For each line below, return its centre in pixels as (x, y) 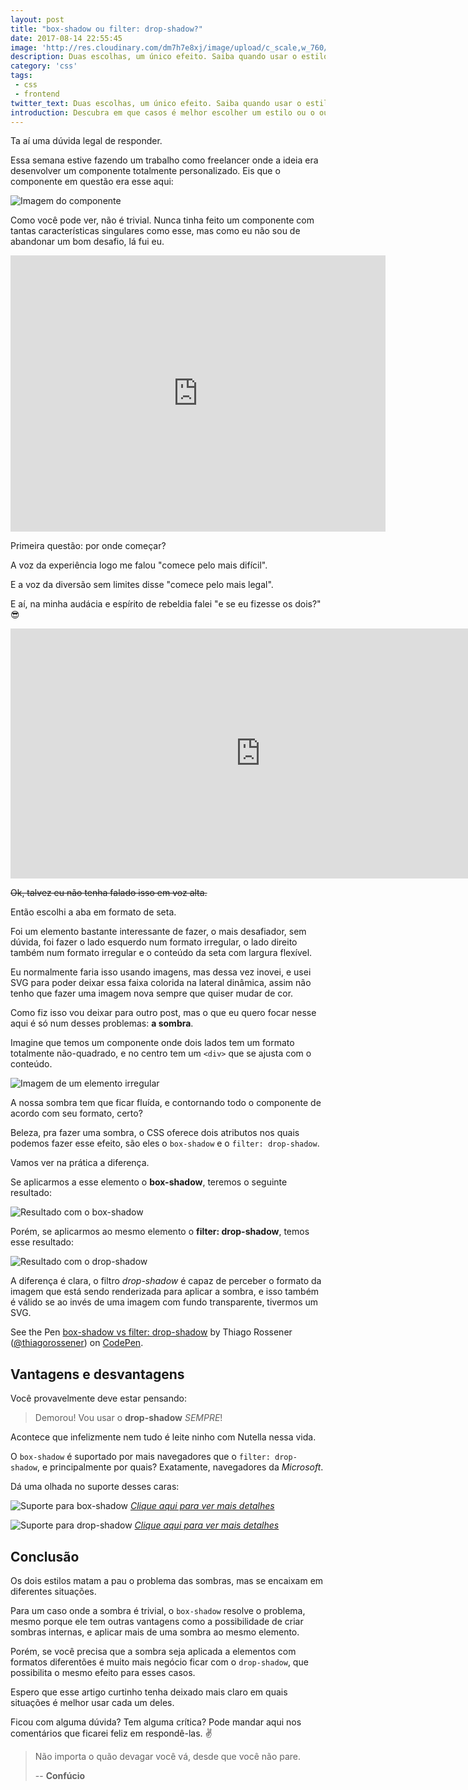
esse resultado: (42, 1242)
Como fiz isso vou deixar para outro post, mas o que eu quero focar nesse (163, 1013)
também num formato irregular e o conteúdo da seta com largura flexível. (161, 953)
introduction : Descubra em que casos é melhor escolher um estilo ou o (162, 112)
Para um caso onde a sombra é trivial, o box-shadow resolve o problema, (158, 1610)
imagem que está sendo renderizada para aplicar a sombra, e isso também (165, 1292)
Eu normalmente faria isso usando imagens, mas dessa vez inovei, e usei (161, 972)
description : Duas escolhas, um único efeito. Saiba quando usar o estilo (169, 57)
